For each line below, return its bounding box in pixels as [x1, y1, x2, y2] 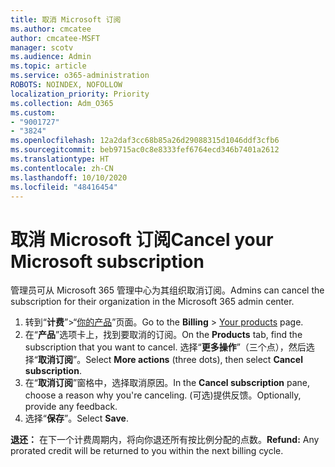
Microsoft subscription [10, 250, 205, 273]
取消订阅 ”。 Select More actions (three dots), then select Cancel [37, 354, 303, 366]
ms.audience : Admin [10, 52, 92, 62]
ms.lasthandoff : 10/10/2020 [10, 172, 128, 183]
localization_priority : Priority [10, 89, 150, 99]
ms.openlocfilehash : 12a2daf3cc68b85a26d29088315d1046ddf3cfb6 [10, 136, 280, 146]
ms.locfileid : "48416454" [10, 182, 118, 192]
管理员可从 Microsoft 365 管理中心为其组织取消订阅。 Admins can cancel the [10, 284, 325, 296]
